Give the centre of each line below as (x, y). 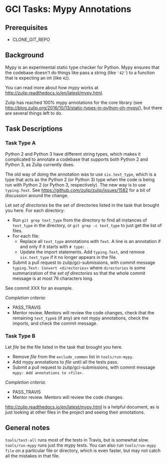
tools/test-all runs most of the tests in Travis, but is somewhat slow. (77, 440)
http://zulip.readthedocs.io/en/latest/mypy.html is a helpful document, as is (82, 407)
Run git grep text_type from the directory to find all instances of (80, 220)
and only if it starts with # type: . (54, 246)
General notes (27, 428)
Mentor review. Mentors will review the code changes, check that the (83, 312)
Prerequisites (26, 28)
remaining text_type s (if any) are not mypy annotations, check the (80, 318)
